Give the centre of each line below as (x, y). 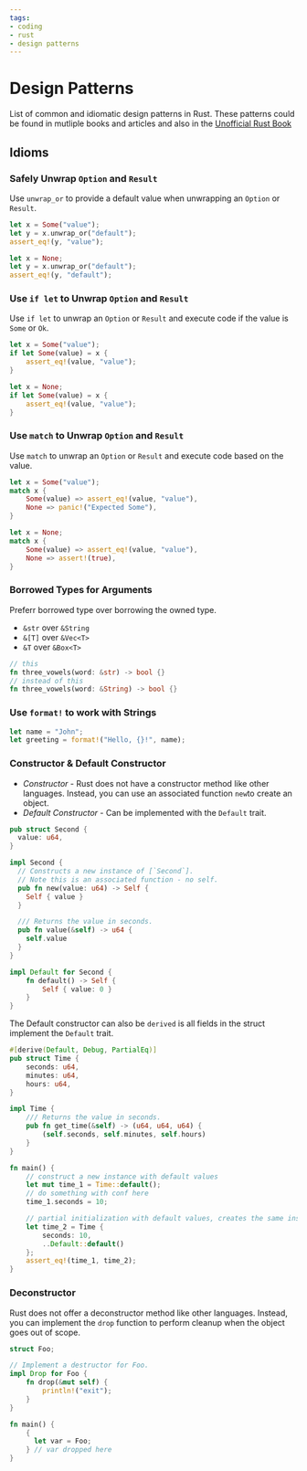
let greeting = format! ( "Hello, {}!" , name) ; (97, 740)
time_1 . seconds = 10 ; (67, 1202)
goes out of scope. (45, 1332)
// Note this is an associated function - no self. (118, 879)
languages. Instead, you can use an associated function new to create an (157, 793)
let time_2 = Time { (65, 1227)
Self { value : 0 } (77, 989)
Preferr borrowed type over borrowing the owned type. (113, 609)
